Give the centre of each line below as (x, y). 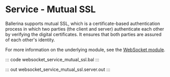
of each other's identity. (30, 40)
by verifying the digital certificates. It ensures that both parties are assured (83, 34)
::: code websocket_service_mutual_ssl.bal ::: (52, 59)
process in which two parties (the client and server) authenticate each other (85, 29)
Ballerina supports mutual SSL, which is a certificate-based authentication (83, 23)
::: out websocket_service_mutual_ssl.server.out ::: (58, 69)
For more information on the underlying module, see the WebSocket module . (85, 49)
